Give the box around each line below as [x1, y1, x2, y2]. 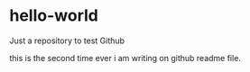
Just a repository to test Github [9, 35, 125, 46]
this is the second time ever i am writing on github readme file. [9, 52, 242, 63]
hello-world [9, 5, 99, 26]
